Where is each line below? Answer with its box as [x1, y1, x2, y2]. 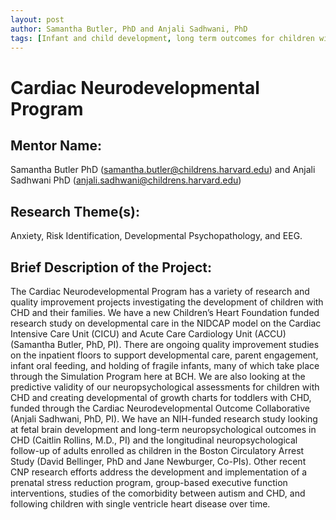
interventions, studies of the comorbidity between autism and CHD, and [10, 487, 306, 499]
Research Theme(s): [10, 203, 141, 220]
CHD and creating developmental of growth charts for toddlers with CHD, [10, 392, 312, 403]
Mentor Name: [10, 137, 102, 154]
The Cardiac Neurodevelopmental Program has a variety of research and [10, 286, 310, 297]
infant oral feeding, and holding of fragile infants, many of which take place [10, 360, 320, 371]
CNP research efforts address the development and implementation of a [10, 466, 308, 478]
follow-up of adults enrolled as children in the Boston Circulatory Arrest [10, 445, 305, 456]
